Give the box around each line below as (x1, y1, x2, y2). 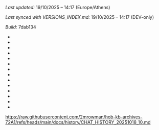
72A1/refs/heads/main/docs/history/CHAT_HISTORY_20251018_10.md (5, 119, 151, 125)
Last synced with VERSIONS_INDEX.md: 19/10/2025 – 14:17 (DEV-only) (5, 14, 154, 20)
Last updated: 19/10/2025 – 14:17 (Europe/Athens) (5, 5, 110, 10)
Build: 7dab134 (5, 24, 36, 30)
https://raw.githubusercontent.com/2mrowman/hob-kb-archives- (5, 114, 143, 120)
